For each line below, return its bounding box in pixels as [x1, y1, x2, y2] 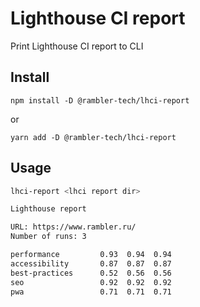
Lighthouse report [10, 204, 87, 214]
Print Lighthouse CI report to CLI [10, 40, 144, 52]
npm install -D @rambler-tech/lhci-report [10, 95, 190, 106]
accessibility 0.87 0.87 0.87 [10, 258, 172, 269]
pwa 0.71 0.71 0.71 [10, 287, 172, 297]
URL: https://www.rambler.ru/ [10, 222, 137, 232]
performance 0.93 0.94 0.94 [10, 250, 172, 260]
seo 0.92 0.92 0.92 [10, 277, 172, 287]
